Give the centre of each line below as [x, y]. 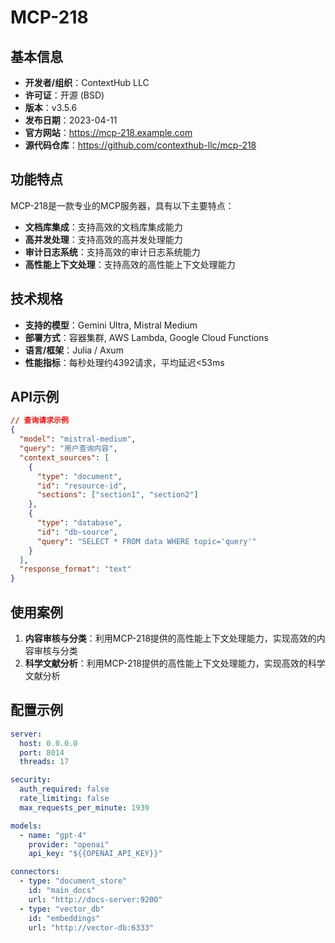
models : [26, 826]
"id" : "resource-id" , [82, 486]
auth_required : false [64, 789]
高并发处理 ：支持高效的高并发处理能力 [103, 239]
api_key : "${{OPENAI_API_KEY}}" [95, 854]
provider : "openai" [69, 844]
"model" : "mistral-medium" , [78, 439]
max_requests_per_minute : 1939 [84, 807]
